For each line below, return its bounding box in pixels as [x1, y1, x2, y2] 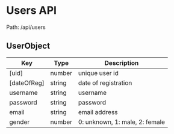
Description [104, 58, 139, 67]
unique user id [78, 69, 119, 77]
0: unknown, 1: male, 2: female [78, 118, 166, 126]
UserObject [6, 41, 50, 51]
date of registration [78, 79, 132, 87]
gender [9, 118, 30, 126]
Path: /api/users [6, 23, 46, 31]
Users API [6, 4, 57, 17]
